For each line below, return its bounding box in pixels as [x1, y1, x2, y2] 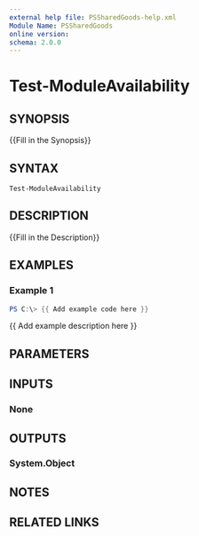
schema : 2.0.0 [9, 37, 62, 47]
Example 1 [9, 284, 54, 297]
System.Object [9, 457, 76, 469]
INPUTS [9, 377, 53, 392]
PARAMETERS [9, 346, 90, 361]
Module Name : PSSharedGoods [9, 21, 114, 30]
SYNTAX [9, 161, 60, 176]
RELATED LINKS [9, 515, 99, 530]
